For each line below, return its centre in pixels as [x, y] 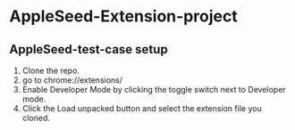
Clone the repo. [51, 70]
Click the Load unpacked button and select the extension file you [142, 108]
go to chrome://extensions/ [72, 80]
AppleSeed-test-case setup [88, 49]
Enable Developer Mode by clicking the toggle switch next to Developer [154, 89]
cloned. [36, 118]
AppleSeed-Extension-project [124, 16]
